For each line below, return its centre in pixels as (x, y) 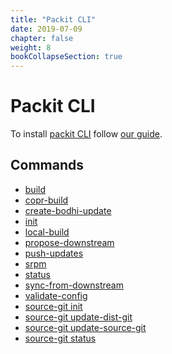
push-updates (54, 253)
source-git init (53, 306)
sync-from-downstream (74, 285)
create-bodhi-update (68, 210)
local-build (47, 232)
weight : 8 (31, 47)
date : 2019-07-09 (46, 29)
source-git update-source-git (85, 327)
